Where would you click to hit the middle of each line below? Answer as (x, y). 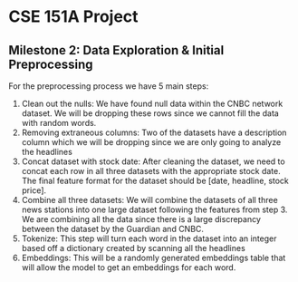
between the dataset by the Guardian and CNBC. (113, 229)
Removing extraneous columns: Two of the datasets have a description (154, 132)
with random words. (59, 123)
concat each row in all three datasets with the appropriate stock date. (151, 171)
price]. (34, 190)
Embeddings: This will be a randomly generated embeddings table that (154, 258)
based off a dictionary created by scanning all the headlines (133, 248)
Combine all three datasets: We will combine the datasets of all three (149, 200)
